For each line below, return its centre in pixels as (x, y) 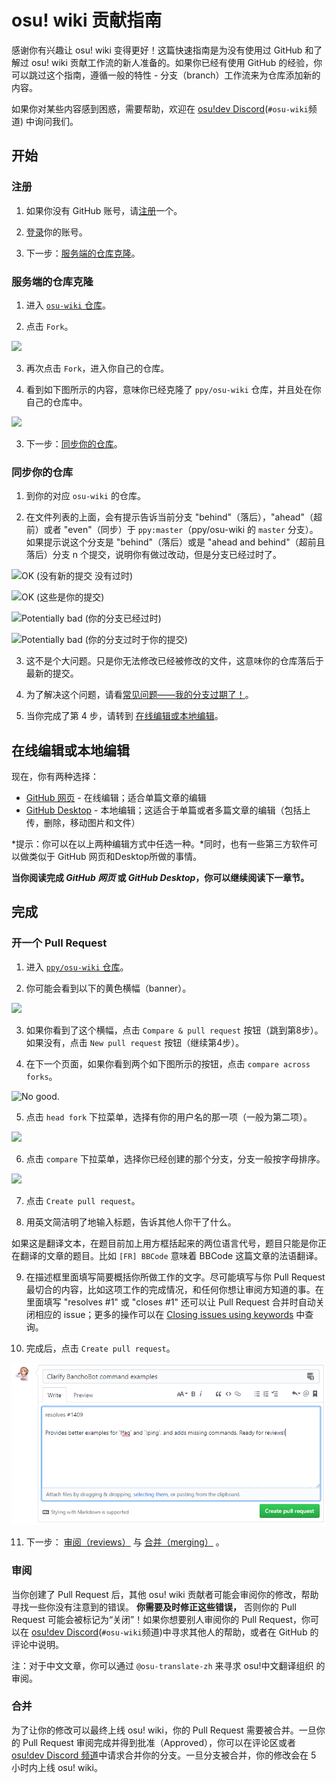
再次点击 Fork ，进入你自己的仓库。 (97, 368)
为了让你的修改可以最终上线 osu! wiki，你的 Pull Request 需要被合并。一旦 (164, 1730)
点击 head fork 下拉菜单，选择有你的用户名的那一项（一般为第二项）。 (169, 1117)
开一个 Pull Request (59, 943)
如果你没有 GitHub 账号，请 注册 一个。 (104, 210)
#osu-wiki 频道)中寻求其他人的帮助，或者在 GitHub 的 (210, 1632)
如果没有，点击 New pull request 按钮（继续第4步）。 (135, 1042)
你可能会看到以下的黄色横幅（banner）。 (108, 988)
